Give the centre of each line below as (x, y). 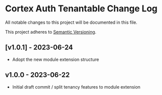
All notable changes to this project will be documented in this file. (71, 22)
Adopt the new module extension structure (56, 59)
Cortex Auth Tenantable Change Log (81, 9)
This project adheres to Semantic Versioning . (51, 32)
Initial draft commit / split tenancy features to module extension (76, 87)
